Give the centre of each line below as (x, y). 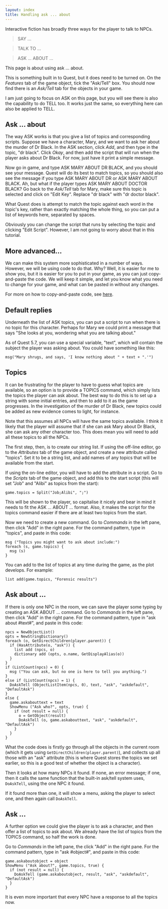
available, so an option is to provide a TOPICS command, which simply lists (83, 390)
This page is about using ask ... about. (45, 68)
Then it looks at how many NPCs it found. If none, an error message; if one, (83, 773)
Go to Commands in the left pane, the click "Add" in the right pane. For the (82, 847)
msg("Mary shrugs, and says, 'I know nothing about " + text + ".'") (79, 357)
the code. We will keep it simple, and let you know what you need (95, 279)
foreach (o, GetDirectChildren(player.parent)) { (58, 641)
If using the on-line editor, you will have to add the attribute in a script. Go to (84, 473)
